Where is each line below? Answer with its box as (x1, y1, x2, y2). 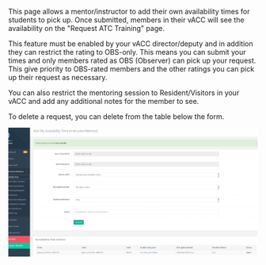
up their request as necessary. (8, 73, 108, 82)
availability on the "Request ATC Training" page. (8, 24, 165, 33)
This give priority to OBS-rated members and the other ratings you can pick (8, 64, 255, 74)
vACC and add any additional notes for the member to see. (8, 97, 199, 106)
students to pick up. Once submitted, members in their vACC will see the (8, 15, 245, 25)
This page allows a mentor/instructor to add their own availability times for (8, 7, 250, 16)
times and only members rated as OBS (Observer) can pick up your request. (8, 56, 256, 65)
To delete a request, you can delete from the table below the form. (8, 112, 225, 121)
